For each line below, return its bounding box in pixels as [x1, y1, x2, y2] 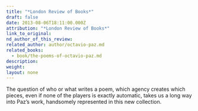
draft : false [6, 14, 39, 20]
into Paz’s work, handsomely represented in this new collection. [6, 99, 162, 106]
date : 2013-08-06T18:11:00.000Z [6, 20, 86, 26]
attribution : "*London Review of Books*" [6, 25, 110, 31]
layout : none [6, 69, 39, 75]
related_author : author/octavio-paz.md [6, 42, 105, 48]
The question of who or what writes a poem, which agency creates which [6, 85, 186, 93]
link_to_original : [6, 31, 52, 37]
